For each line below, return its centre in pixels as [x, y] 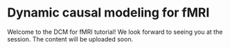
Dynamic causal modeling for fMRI [108, 13]
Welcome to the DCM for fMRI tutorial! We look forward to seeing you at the [115, 32]
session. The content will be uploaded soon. [70, 39]
